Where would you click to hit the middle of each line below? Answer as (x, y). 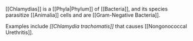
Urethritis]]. (19, 32)
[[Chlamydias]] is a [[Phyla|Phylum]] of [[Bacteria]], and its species (87, 9)
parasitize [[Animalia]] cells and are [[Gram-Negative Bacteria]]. (83, 15)
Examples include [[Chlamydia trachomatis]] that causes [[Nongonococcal (96, 26)
